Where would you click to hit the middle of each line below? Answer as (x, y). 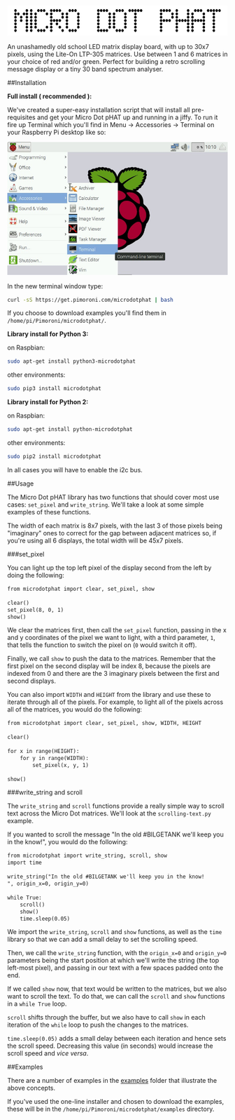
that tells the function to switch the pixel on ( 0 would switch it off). (102, 645)
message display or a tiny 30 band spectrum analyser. (85, 69)
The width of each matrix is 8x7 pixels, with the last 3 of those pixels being (115, 526)
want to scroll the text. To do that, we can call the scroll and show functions (116, 996)
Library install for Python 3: (48, 334)
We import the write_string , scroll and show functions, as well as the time (115, 931)
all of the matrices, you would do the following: (74, 709)
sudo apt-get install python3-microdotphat (72, 361)
